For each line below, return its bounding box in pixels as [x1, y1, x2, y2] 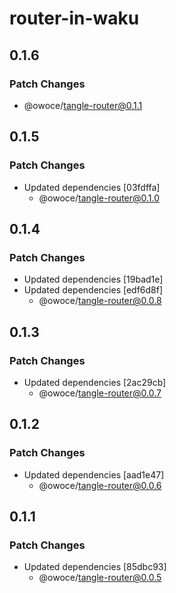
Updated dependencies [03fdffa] [23, 181, 161, 193]
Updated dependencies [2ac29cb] [23, 376, 167, 388]
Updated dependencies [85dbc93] [23, 561, 167, 573]
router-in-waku [9, 7, 140, 30]
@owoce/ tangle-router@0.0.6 [38, 479, 162, 491]
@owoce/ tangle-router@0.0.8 [38, 295, 162, 307]
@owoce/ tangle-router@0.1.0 [38, 192, 161, 204]
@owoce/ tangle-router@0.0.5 [38, 572, 162, 584]
